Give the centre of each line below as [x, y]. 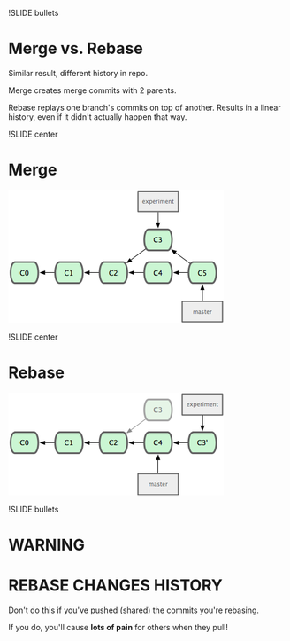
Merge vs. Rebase [76, 49]
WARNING [46, 545]
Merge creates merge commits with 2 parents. [92, 90]
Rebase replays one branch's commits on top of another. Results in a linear [145, 107]
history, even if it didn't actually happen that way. [98, 117]
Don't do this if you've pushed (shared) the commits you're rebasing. [134, 610]
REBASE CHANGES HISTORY [115, 586]
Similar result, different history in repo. [78, 73]
